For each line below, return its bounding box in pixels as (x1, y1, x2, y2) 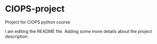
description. (5, 33, 29, 39)
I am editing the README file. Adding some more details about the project (5, 28, 152, 34)
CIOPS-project (5, 3, 65, 14)
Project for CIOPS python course (5, 19, 70, 25)
